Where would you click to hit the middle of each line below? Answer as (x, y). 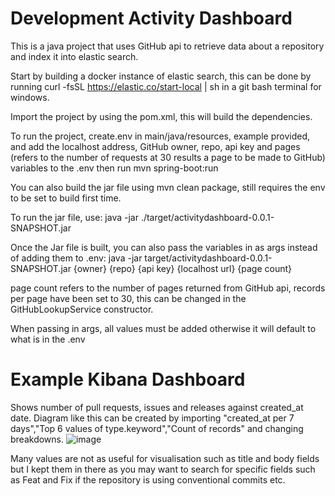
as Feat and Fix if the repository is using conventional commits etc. (148, 479)
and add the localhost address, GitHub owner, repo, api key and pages (155, 146)
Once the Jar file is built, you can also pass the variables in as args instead (164, 247)
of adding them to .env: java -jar (76, 258)
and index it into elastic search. (74, 56)
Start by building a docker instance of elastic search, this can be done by (161, 76)
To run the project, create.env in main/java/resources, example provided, (160, 136)
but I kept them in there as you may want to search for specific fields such (163, 469)
